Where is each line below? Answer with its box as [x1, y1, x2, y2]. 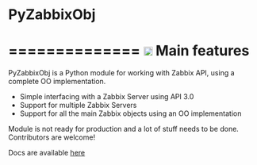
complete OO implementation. [8, 77, 106, 86]
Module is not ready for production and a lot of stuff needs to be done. [8, 125, 240, 134]
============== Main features [8, 42, 250, 60]
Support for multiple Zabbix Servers [19, 101, 137, 110]
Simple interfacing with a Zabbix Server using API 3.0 [19, 92, 194, 102]
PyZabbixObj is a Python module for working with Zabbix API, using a [8, 68, 236, 78]
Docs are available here [8, 148, 86, 158]
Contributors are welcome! [8, 132, 96, 142]
